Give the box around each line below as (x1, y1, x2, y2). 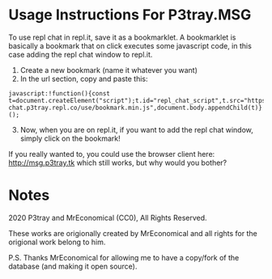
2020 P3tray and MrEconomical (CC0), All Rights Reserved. (8, 213, 208, 222)
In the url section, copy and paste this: (19, 74, 148, 83)
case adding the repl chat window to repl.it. (8, 49, 153, 59)
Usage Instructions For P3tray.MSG (8, 6, 252, 24)
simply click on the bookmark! (19, 133, 121, 143)
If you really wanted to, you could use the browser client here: (8, 149, 215, 159)
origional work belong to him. (8, 237, 106, 247)
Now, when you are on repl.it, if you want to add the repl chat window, (19, 125, 253, 134)
